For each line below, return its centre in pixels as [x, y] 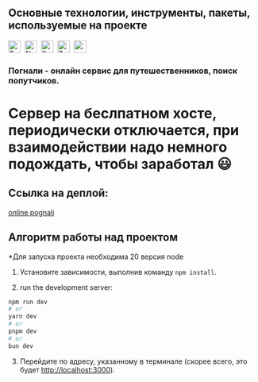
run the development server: [66, 287]
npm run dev [28, 302]
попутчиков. [34, 80]
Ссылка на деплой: [58, 193]
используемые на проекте [78, 26]
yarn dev [23, 317]
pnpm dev [23, 332]
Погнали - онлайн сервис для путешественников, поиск [123, 71]
